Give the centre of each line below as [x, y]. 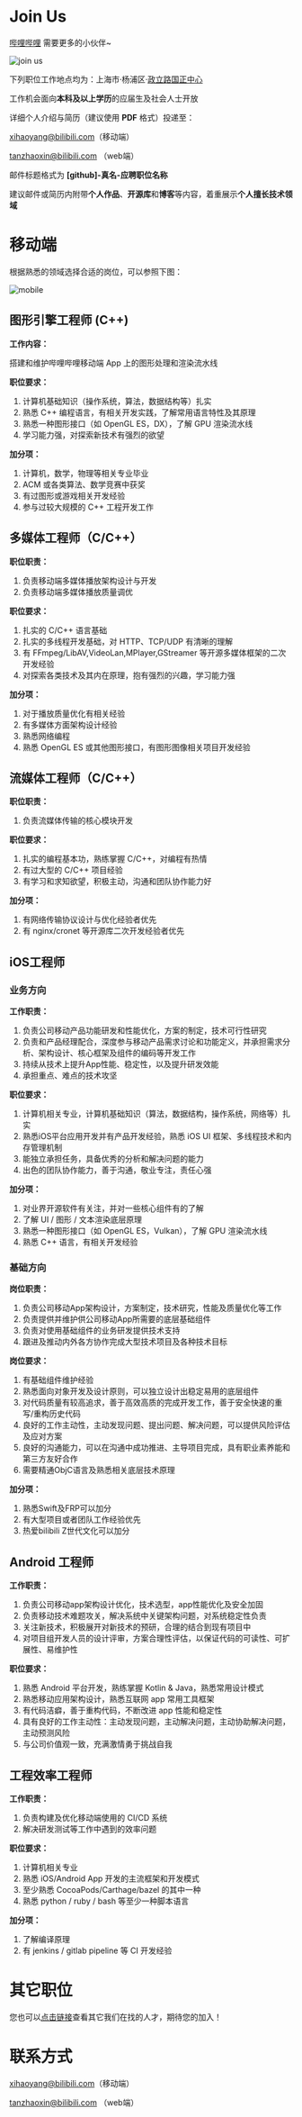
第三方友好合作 [50, 1459]
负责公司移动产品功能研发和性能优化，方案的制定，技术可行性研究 [144, 1030]
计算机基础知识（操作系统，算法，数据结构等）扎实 [117, 401]
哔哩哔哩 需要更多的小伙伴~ [61, 42]
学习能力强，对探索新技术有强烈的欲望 [93, 435]
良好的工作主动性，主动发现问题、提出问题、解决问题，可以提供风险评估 [156, 1425]
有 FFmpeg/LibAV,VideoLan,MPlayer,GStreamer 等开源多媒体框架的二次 [154, 652]
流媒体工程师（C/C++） [75, 778]
